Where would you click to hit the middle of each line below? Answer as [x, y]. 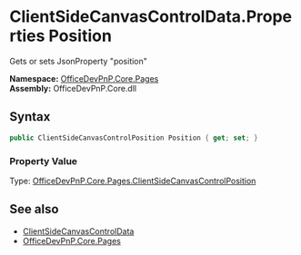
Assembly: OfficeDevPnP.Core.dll [73, 88]
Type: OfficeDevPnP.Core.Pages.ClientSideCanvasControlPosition [133, 181]
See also [34, 209]
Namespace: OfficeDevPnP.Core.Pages [84, 78]
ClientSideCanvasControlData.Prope [151, 17]
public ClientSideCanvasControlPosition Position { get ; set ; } [134, 138]
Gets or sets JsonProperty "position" [79, 61]
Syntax [30, 117]
